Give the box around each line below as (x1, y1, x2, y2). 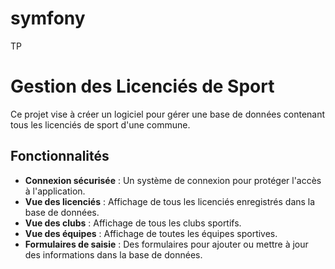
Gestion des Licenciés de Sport (10, 75, 275, 98)
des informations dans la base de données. (24, 248, 203, 261)
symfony (10, 7, 86, 30)
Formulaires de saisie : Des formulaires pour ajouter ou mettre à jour (24, 238, 309, 250)
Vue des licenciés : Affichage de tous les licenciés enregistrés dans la (24, 195, 316, 207)
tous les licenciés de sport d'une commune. (10, 118, 191, 131)
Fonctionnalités (10, 148, 110, 165)
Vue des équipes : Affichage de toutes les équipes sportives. (24, 227, 278, 239)
